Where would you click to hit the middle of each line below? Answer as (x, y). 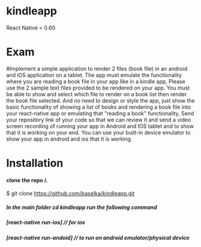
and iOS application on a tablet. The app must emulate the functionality (94, 75)
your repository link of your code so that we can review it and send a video (99, 120)
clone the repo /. (27, 180)
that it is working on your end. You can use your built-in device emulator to (98, 132)
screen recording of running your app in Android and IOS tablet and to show (100, 126)
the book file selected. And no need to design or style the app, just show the (100, 100)
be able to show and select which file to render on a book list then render (97, 94)
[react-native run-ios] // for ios (46, 222)
